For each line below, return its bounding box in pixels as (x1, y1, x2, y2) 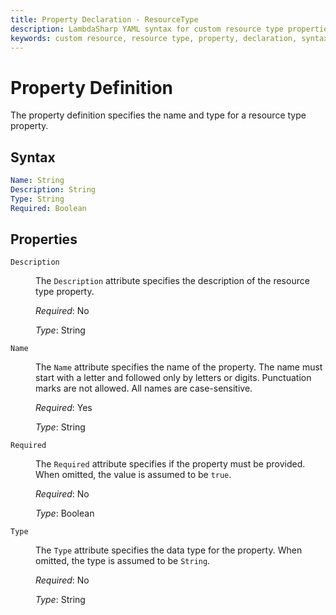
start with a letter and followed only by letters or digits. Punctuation (35, 372, 312, 384)
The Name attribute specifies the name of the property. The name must (35, 361, 323, 373)
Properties (10, 231, 78, 248)
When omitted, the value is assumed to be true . (35, 469, 232, 481)
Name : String (10, 176, 65, 186)
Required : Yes (35, 402, 93, 414)
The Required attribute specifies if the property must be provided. (35, 458, 306, 470)
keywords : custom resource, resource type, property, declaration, (10, 33, 298, 43)
